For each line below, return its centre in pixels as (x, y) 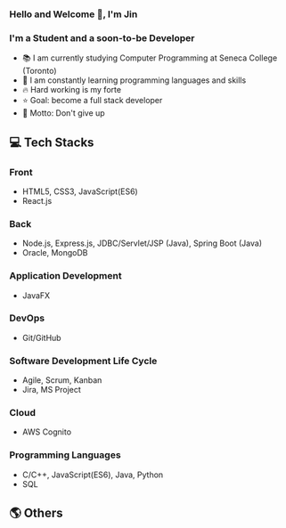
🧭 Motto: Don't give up (63, 113)
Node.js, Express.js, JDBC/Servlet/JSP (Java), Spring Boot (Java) (142, 243)
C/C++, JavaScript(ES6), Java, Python (93, 475)
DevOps (27, 318)
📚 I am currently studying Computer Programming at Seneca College (150, 58)
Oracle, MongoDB (55, 253)
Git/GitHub (41, 337)
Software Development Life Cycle (83, 361)
